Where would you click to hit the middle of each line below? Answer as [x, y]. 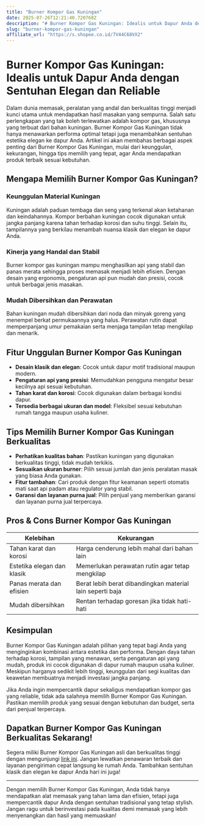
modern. [26, 374]
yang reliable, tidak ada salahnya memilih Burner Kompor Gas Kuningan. [97, 696]
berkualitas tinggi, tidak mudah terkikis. [65, 462]
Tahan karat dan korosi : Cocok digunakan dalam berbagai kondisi [98, 393]
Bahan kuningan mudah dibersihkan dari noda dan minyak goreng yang [96, 314]
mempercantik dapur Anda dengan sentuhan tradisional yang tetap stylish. [100, 802]
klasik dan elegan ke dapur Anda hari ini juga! [63, 772]
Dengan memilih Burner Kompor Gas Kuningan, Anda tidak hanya [88, 790]
